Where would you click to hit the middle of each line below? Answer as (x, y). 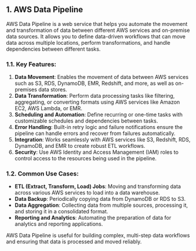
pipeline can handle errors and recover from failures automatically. (95, 133)
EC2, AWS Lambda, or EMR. (48, 108)
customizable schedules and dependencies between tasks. (86, 121)
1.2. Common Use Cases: (43, 174)
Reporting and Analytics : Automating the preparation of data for (93, 218)
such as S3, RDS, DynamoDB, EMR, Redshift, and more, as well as (94, 83)
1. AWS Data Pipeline (45, 10)
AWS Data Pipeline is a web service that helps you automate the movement (97, 24)
